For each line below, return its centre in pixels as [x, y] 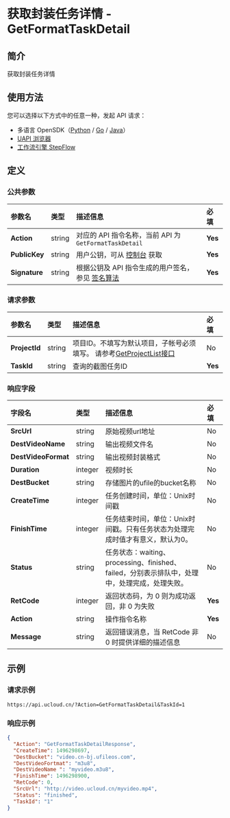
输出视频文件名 [129, 444]
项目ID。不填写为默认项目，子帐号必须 [135, 343]
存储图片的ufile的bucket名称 [151, 483]
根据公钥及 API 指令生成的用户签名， [135, 267]
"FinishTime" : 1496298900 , [52, 776]
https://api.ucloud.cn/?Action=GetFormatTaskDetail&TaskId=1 [96, 705]
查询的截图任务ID [100, 366]
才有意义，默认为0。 [159, 540]
